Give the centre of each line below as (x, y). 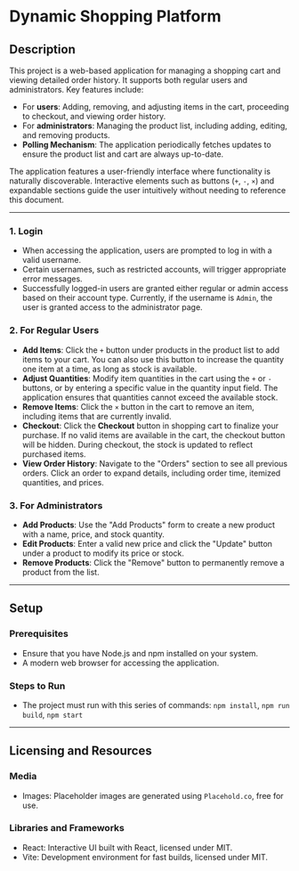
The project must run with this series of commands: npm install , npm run (156, 704)
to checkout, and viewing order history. (94, 116)
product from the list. (61, 572)
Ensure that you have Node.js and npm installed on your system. (140, 653)
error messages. (52, 279)
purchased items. (54, 454)
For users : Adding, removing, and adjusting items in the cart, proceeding (155, 107)
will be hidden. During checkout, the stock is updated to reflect (137, 444)
